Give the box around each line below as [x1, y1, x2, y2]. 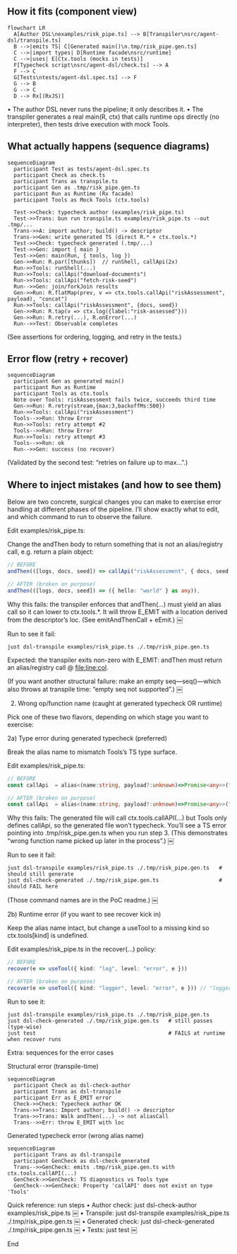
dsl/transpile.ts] [7, 37, 61, 44]
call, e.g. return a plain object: [7, 547, 94, 556]
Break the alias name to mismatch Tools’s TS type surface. [7, 748, 178, 756]
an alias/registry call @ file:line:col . [7, 663, 109, 671]
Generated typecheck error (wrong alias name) [7, 1131, 145, 1139]
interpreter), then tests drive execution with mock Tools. [7, 120, 171, 128]
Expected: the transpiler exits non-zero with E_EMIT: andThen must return [7, 656, 223, 664]
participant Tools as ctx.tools [13, 390, 109, 397]
